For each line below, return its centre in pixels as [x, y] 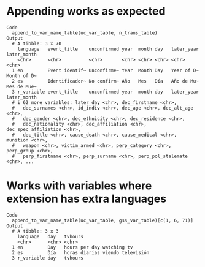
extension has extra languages [87, 199]
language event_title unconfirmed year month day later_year [108, 49]
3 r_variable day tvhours [48, 258]
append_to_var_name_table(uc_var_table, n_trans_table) [85, 33]
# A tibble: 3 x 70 [37, 43]
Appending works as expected [86, 11]
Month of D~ [21, 76]
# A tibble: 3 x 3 [36, 231]
